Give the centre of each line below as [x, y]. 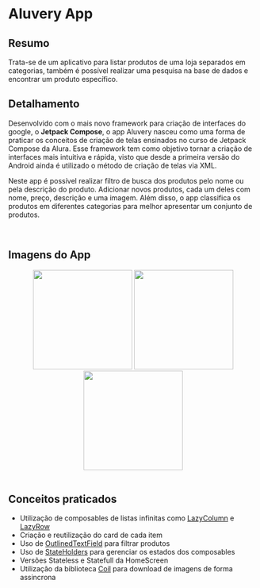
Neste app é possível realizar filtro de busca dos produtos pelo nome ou [126, 180]
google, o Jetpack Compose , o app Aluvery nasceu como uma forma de [127, 131]
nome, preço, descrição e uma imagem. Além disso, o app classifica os [124, 197]
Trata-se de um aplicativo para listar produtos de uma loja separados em [127, 62]
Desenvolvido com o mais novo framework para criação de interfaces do [127, 123]
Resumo [29, 43]
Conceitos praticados [63, 499]
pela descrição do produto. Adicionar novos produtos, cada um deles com [130, 189]
